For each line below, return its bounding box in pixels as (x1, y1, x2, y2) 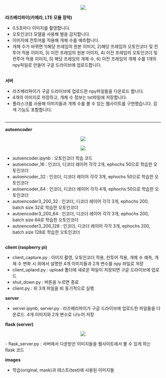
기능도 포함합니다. (17, 107, 52, 113)
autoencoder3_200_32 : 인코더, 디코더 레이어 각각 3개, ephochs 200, (12, 198, 149, 204)
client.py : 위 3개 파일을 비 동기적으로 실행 (12, 285, 94, 291)
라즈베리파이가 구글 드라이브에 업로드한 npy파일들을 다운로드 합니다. (12, 88, 144, 94)
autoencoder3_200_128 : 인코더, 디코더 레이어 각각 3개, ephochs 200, (12, 223, 151, 229)
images (5, 357, 21, 363)
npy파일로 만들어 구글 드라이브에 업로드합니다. (12, 62, 102, 68)
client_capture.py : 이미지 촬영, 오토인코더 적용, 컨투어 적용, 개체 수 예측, (12, 255, 154, 260)
